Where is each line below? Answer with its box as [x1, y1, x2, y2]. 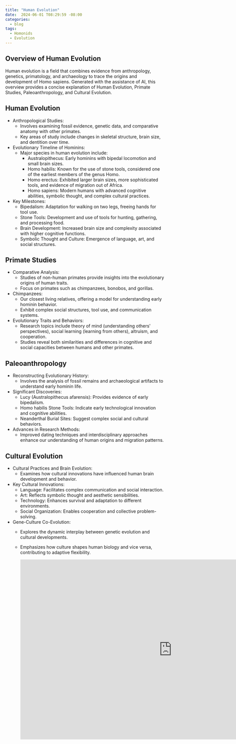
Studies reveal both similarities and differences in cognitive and [20, 339, 152, 345]
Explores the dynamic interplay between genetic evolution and [20, 528, 150, 534]
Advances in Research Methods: [12, 426, 80, 433]
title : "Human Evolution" [5, 7, 60, 13]
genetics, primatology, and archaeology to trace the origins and [5, 73, 137, 79]
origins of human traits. [20, 280, 69, 286]
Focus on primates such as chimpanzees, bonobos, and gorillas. [20, 285, 154, 292]
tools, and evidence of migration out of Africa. [27, 182, 124, 188]
